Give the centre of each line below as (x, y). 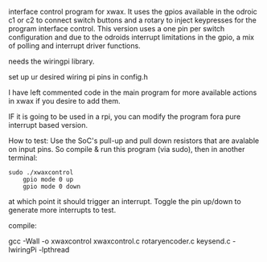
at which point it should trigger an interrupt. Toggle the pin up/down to (125, 201)
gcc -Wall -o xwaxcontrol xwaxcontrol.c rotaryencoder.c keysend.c (119, 241)
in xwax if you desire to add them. (64, 101)
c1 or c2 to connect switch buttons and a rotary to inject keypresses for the (133, 20)
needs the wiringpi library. (51, 61)
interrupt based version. (48, 125)
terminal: (23, 158)
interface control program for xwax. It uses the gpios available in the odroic (133, 12)
